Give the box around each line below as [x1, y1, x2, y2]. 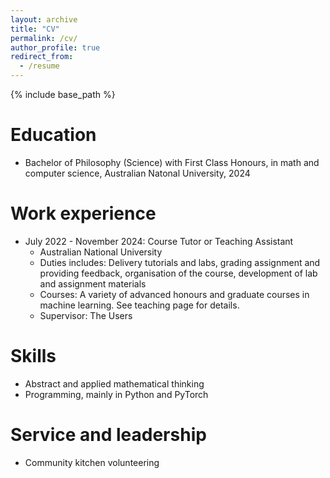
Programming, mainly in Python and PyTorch [24, 388, 209, 400]
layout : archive [10, 14, 78, 25]
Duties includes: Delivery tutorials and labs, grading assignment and [39, 256, 321, 268]
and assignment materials [39, 277, 147, 290]
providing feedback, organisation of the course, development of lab [39, 267, 318, 279]
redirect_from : [10, 52, 74, 62]
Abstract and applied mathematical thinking [24, 377, 205, 390]
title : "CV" [10, 24, 60, 34]
